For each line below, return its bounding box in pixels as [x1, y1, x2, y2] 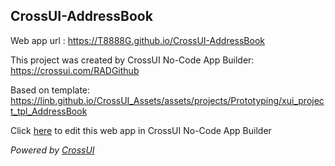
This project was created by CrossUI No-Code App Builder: [10, 54, 255, 66]
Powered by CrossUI [10, 144, 95, 156]
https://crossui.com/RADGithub [10, 64, 140, 76]
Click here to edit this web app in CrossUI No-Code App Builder [10, 124, 272, 136]
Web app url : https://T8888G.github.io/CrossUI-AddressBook [10, 34, 265, 46]
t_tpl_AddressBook [10, 105, 88, 117]
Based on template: [10, 84, 91, 96]
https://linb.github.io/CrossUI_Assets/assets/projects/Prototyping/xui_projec [10, 94, 325, 106]
